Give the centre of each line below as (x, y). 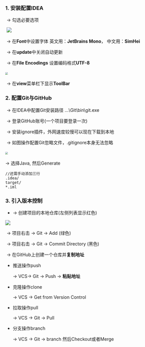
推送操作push (27, 265)
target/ (13, 182)
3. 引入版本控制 (24, 201)
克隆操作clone (27, 287)
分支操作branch (29, 328)
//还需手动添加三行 (23, 174)
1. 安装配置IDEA (24, 8)
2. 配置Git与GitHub (29, 98)
